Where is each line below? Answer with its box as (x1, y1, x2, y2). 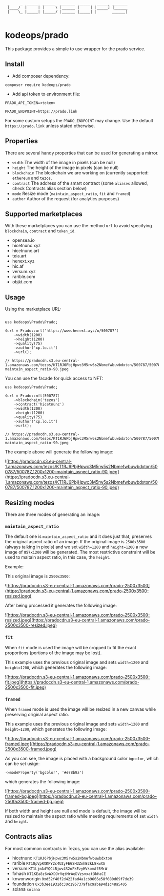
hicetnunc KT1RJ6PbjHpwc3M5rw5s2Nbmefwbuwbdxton (12, 855, 112, 861)
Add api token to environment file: (12, 91, 81, 97)
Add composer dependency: (12, 73, 70, 79)
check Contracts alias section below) (12, 185, 87, 191)
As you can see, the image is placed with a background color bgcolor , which (5, 755, 159, 761)
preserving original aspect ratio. (5, 711, 69, 717)
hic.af (12, 263, 24, 269)
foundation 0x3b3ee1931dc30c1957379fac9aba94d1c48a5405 (12, 881, 127, 887)
